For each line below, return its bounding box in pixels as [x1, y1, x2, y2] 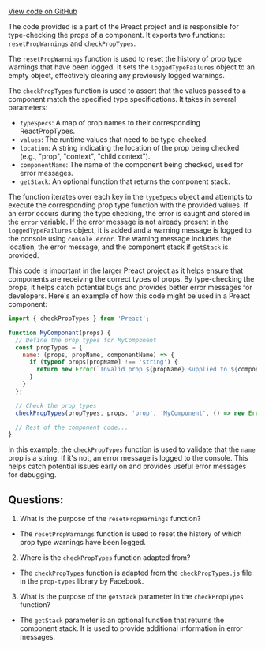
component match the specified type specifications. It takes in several [8, 95, 237, 103]
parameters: [8, 103, 48, 112]
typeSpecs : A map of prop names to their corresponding [19, 118, 201, 127]
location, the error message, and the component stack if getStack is [8, 242, 229, 252]
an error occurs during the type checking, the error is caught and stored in [8, 209, 251, 218]
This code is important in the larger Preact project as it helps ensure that [8, 266, 244, 275]
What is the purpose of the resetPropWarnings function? [19, 514, 201, 524]
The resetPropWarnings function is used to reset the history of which [19, 529, 242, 539]
